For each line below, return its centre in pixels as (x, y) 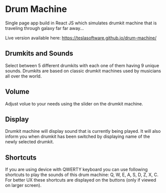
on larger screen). (24, 186)
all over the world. (24, 76)
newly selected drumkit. (30, 142)
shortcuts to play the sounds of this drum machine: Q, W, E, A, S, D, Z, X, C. (82, 175)
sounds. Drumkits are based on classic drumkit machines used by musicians (83, 71)
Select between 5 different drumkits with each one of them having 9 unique (82, 65)
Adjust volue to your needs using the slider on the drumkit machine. (74, 103)
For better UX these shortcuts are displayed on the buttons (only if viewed (81, 180)
